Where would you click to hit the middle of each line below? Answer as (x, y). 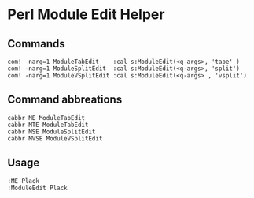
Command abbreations (65, 100)
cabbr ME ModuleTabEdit (46, 118)
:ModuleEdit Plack (37, 188)
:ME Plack (24, 181)
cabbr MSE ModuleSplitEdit (52, 132)
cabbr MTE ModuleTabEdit (48, 125)
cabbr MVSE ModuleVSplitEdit (55, 138)
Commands (37, 44)
